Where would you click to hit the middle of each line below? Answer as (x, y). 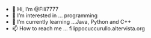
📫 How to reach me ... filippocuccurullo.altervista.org (79, 28)
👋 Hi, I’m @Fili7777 (35, 9)
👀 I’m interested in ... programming (55, 15)
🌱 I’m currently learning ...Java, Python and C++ (72, 22)
